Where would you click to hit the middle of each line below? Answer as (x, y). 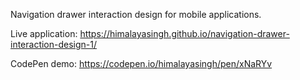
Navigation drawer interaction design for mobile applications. (136, 14)
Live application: (44, 33)
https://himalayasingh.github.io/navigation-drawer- (184, 33)
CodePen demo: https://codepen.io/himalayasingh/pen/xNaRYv (141, 63)
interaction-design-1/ (54, 44)
